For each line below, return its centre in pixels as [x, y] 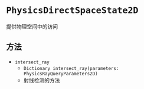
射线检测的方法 [42, 80]
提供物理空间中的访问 [32, 26]
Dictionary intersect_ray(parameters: [71, 68]
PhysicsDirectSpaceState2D [72, 10]
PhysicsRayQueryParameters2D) [61, 74]
